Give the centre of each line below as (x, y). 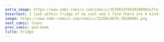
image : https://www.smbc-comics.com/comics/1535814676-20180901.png (76, 18)
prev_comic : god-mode (27, 28)
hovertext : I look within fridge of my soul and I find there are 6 (76, 14)
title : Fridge (20, 32)
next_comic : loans (24, 23)
